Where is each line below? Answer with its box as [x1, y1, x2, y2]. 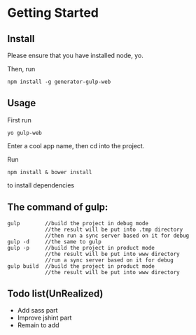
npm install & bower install [7, 169, 92, 176]
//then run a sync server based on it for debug [44, 232, 190, 239]
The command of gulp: [7, 201, 108, 213]
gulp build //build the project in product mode [7, 262, 155, 270]
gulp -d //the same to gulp [7, 238, 101, 245]
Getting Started [7, 5, 99, 21]
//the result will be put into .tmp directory [44, 226, 183, 233]
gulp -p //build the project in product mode [7, 244, 155, 251]
